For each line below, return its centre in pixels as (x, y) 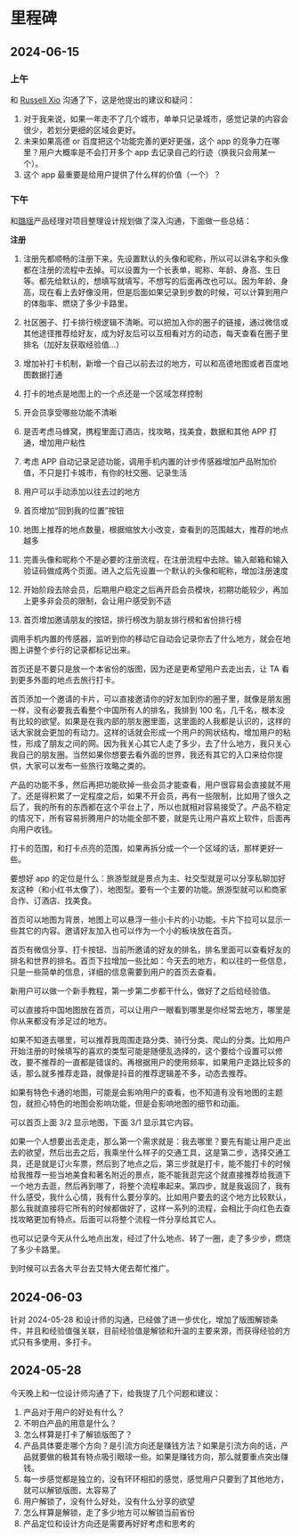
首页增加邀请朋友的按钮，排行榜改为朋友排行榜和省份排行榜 (132, 620)
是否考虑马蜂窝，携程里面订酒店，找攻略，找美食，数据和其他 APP (145, 432)
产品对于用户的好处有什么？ (74, 1412)
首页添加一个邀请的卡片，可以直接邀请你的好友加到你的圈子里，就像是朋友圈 (150, 699)
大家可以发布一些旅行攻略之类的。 (88, 766)
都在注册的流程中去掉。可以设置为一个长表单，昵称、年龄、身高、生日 (152, 270)
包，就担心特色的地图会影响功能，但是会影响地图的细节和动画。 (127, 1104)
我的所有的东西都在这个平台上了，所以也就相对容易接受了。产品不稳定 (162, 807)
